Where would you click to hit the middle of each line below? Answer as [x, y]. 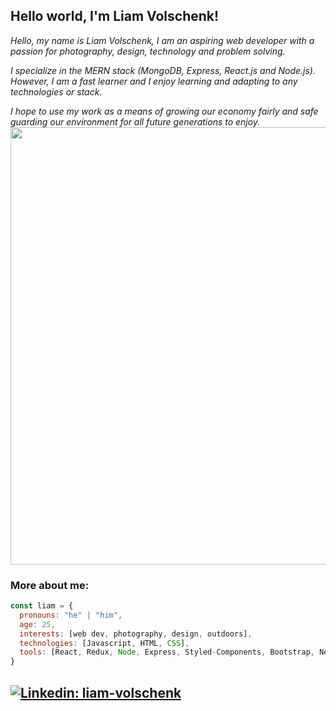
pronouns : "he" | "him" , [71, 615]
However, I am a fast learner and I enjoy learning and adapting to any [154, 81]
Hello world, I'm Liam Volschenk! [115, 16]
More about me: [50, 585]
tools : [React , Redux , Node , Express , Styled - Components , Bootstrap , [167, 652]
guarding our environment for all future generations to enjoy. [135, 121]
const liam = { [42, 606]
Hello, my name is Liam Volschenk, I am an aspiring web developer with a [162, 40]
